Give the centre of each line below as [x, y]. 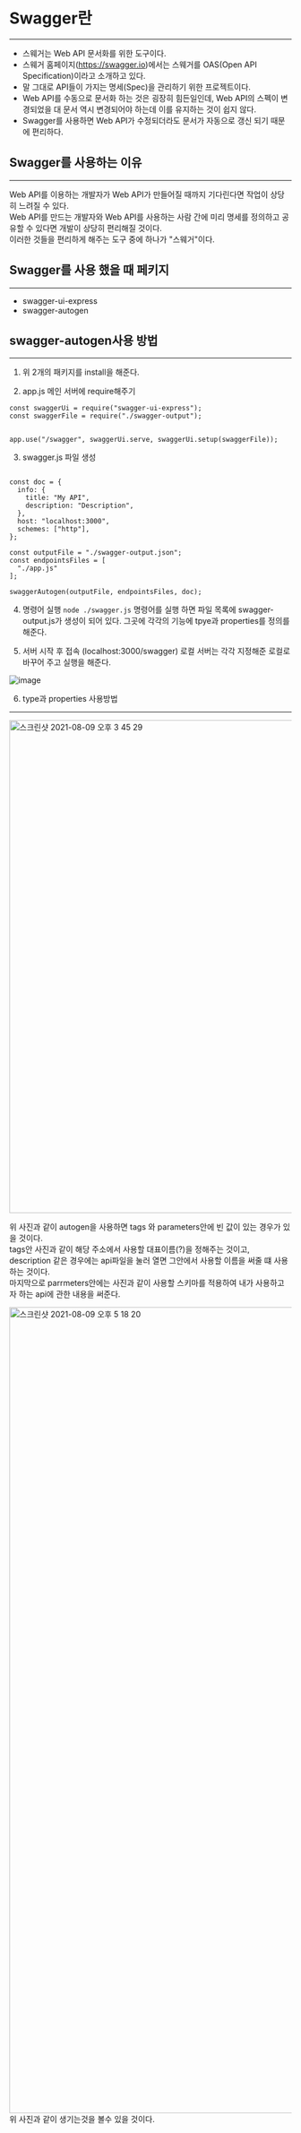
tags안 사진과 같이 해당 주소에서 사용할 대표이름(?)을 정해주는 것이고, [130, 1249]
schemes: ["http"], [54, 530]
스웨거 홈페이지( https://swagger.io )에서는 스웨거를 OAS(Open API [139, 65]
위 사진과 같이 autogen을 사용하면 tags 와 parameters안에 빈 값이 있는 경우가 [145, 1227]
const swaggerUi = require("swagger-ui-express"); [106, 409]
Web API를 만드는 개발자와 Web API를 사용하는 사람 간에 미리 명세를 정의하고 [145, 217]
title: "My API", [58, 498]
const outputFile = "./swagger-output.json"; [95, 553]
